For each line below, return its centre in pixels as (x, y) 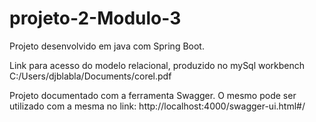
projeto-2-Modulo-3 (95, 18)
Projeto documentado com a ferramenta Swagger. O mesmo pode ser (153, 95)
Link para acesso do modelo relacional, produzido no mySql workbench (157, 65)
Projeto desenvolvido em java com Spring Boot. (107, 46)
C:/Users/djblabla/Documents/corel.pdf (90, 76)
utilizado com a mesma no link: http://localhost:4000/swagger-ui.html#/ (157, 106)
